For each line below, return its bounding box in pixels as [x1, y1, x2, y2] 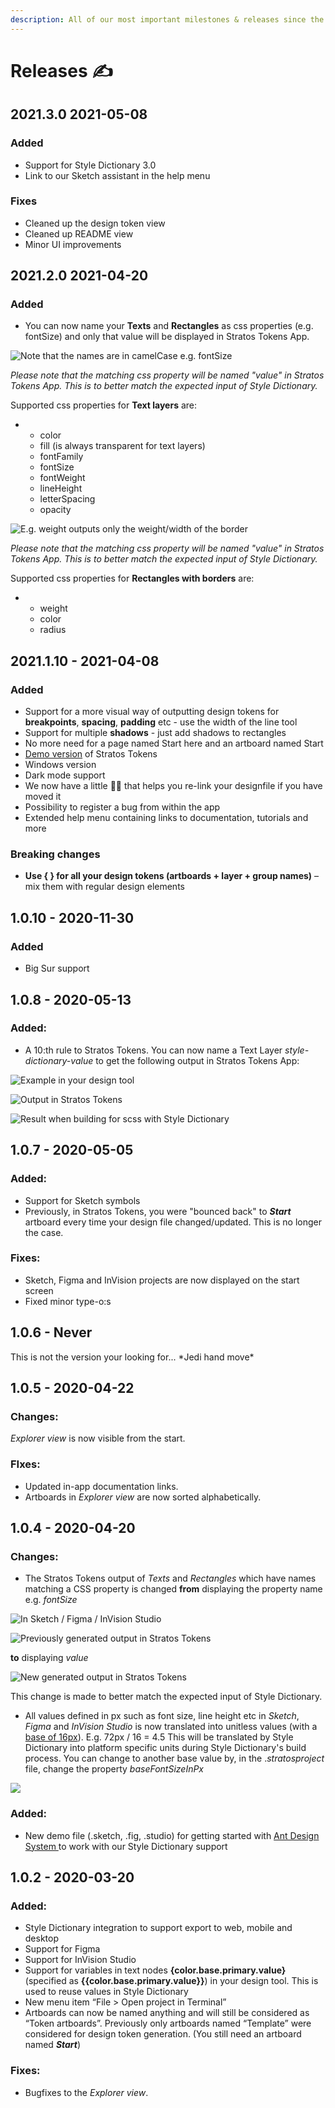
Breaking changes [10, 847, 101, 861]
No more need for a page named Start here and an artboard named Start [24, 737, 324, 750]
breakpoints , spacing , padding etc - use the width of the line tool [24, 716, 298, 728]
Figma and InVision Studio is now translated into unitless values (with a [24, 1721, 318, 1733]
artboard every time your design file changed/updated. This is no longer [24, 1216, 322, 1228]
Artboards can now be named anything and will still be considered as [24, 2007, 310, 2019]
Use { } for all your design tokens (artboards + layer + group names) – [24, 870, 320, 882]
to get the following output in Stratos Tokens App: [95, 1054, 300, 1066]
